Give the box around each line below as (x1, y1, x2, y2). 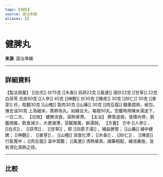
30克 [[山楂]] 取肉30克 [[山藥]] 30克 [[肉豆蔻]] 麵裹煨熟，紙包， (31, 102, 158, 107)
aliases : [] (5, 16, 29, 21)
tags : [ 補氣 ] (5, 7, 30, 12)
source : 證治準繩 (5, 12, 37, 17)
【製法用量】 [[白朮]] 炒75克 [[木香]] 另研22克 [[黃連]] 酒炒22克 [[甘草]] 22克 (5, 89, 158, 95)
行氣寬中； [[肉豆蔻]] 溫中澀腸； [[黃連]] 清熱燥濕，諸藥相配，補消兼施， (5, 138, 150, 144)
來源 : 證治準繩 (5, 55, 33, 61)
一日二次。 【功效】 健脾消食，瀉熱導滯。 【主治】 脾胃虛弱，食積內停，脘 (5, 114, 154, 120)
